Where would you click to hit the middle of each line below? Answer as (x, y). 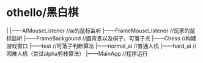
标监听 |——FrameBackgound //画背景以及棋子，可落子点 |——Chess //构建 (102, 38)
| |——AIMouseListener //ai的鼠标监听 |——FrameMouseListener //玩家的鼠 (101, 31)
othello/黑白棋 (42, 13)
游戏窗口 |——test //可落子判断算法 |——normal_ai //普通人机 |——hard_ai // (102, 46)
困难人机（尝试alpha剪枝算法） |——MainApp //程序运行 (77, 53)
